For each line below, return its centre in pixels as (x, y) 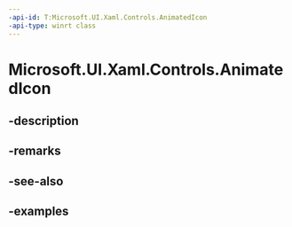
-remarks (35, 151)
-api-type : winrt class (52, 26)
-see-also (36, 181)
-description (43, 121)
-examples (39, 211)
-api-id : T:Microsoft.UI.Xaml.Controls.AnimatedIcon (108, 17)
